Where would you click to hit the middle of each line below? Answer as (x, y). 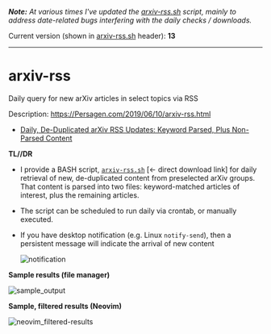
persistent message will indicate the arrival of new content (117, 243)
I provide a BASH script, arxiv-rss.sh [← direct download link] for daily (138, 169)
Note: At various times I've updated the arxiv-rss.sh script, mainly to (122, 12)
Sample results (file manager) (59, 274)
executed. (37, 219)
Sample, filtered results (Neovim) (65, 306)
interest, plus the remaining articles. (79, 195)
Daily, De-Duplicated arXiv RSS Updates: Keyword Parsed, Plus (125, 129)
